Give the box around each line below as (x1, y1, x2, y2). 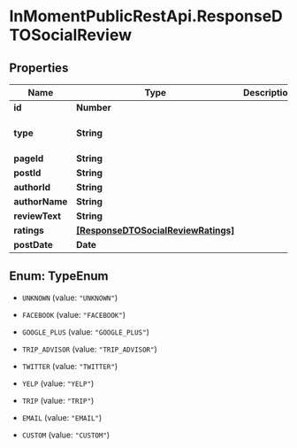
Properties (9, 60, 69, 75)
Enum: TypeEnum (9, 268, 109, 284)
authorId (13, 182, 51, 193)
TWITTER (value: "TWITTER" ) (21, 360, 118, 371)
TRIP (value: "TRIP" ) (21, 395, 95, 406)
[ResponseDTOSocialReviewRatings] (76, 224, 235, 236)
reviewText (13, 210, 62, 222)
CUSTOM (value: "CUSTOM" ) (21, 429, 110, 440)
